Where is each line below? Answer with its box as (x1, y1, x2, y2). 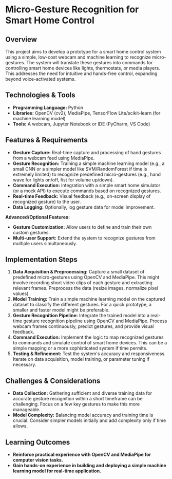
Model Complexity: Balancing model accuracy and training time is (12, 412, 154, 418)
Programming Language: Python (12, 104, 84, 110)
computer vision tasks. (12, 457, 63, 463)
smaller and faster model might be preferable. (12, 307, 110, 313)
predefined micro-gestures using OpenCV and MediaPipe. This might (12, 274, 160, 281)
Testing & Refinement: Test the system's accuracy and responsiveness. (12, 351, 166, 357)
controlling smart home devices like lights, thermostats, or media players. (5, 65, 160, 71)
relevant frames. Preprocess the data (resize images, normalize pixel (12, 285, 158, 291)
